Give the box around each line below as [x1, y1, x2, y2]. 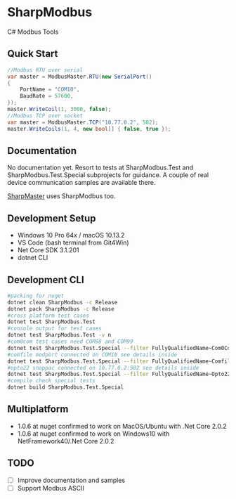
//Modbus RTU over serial [7, 66, 83, 74]
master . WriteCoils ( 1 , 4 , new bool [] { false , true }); [7, 125, 171, 132]
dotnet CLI [17, 254, 48, 262]
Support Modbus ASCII [17, 484, 84, 492]
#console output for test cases [7, 325, 102, 332]
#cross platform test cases [7, 312, 90, 319]
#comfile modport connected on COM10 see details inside [7, 351, 178, 358]
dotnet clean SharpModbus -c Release [7, 299, 118, 306]
